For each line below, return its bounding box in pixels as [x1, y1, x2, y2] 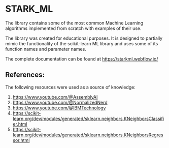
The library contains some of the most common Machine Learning [5, 20, 144, 26]
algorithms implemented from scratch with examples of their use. [5, 25, 142, 31]
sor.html [12, 137, 30, 143]
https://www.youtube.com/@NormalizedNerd [12, 99, 108, 105]
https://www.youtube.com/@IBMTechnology [12, 105, 106, 111]
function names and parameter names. [5, 46, 86, 52]
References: [5, 71, 45, 79]
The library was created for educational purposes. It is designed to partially [5, 35, 163, 41]
